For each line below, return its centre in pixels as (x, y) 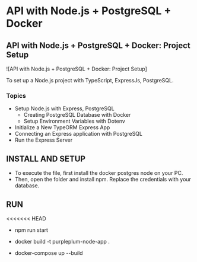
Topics (16, 95)
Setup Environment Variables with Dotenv (74, 121)
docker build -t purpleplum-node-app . (62, 241)
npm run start (31, 230)
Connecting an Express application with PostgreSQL (78, 134)
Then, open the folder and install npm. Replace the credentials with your (103, 180)
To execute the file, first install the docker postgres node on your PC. (99, 173)
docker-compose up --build (49, 253)
